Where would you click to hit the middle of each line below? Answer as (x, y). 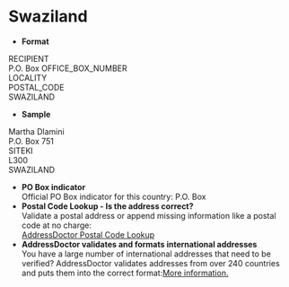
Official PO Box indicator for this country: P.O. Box (114, 196)
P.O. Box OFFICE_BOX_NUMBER (68, 68)
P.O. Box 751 (31, 141)
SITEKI (21, 151)
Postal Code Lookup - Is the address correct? (107, 206)
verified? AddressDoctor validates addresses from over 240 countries (150, 263)
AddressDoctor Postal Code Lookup (88, 234)
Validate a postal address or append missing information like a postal (149, 215)
